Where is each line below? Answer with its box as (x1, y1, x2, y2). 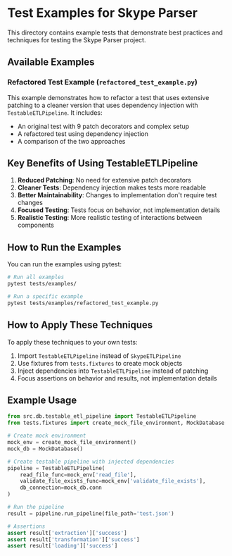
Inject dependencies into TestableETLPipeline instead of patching (17, 366, 209, 375)
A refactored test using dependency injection (17, 129, 149, 138)
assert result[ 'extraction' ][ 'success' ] (7, 529, 128, 536)
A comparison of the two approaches (17, 137, 126, 145)
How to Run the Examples (7, 241, 122, 253)
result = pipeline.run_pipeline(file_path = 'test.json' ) (7, 509, 174, 517)
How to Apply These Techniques (7, 319, 153, 331)
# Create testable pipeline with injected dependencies (7, 458, 174, 465)
